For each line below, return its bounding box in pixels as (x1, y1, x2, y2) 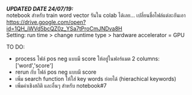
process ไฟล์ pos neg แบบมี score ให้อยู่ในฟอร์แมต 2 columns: (15, 55, 160, 62)
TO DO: (6, 43, 26, 51)
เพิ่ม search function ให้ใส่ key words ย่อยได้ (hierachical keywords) (15, 76, 177, 82)
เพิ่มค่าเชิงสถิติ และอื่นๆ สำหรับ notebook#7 (15, 82, 107, 89)
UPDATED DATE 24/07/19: (6, 5, 74, 12)
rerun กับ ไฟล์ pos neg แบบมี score (15, 68, 96, 76)
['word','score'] (15, 62, 54, 69)
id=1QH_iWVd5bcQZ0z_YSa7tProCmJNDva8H (6, 25, 123, 32)
